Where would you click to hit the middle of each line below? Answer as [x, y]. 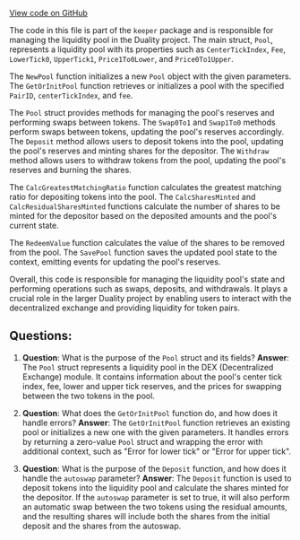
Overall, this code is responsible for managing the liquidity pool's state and [147, 279]
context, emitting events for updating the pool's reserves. [115, 262]
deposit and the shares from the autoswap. [102, 526]
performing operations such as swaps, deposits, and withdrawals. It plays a [149, 289]
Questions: [41, 336]
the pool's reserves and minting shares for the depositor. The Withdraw [139, 151]
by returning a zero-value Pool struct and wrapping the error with [142, 441]
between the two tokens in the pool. [88, 396]
